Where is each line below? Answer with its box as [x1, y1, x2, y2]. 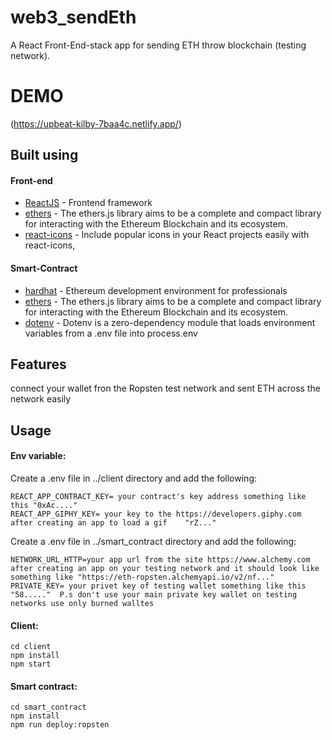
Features [10, 356, 67, 373]
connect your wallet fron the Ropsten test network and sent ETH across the [10, 382, 321, 395]
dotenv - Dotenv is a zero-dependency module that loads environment [24, 316, 316, 328]
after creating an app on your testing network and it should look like [10, 564, 320, 574]
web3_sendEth [10, 6, 137, 29]
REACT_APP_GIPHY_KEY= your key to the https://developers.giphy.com [10, 509, 302, 520]
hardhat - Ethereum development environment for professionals [24, 284, 288, 296]
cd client [10, 642, 52, 652]
